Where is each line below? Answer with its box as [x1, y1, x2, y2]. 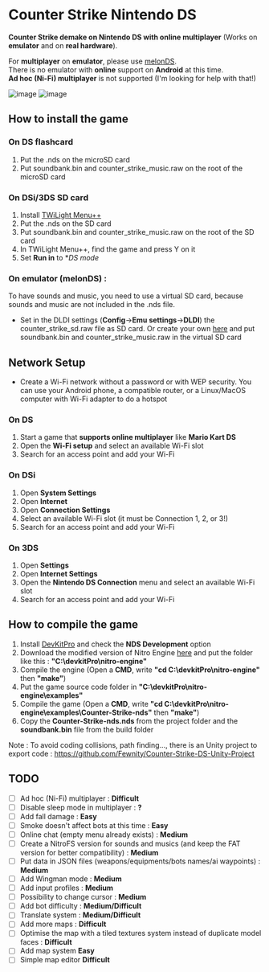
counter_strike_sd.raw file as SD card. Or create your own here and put [19, 324, 255, 334]
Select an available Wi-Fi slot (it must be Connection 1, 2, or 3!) [19, 513, 229, 523]
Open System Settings [19, 488, 97, 498]
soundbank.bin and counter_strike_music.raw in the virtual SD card [19, 332, 243, 342]
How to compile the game [8, 617, 139, 632]
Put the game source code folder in [19, 682, 137, 691]
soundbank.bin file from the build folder [19, 724, 154, 734]
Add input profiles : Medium [19, 883, 114, 893]
